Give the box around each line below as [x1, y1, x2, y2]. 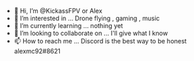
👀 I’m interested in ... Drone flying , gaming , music [13, 14, 160, 22]
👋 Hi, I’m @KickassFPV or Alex [13, 7, 103, 15]
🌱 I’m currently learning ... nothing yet [13, 22, 123, 29]
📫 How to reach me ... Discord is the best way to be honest [13, 37, 187, 45]
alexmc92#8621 [13, 47, 61, 55]
